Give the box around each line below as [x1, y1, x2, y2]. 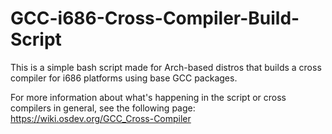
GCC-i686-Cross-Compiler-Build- [10, 7, 300, 30]
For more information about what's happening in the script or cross [10, 91, 287, 103]
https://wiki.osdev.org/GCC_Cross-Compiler [10, 112, 192, 124]
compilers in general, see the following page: [10, 102, 196, 114]
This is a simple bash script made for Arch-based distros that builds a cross [10, 61, 322, 73]
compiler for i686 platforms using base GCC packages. [10, 72, 238, 84]
